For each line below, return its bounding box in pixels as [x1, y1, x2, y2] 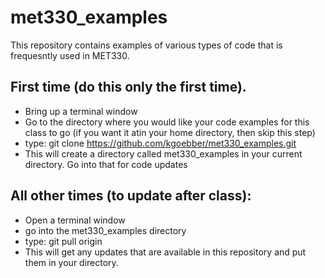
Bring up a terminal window [24, 105, 138, 117]
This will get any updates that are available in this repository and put [24, 246, 307, 258]
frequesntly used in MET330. [10, 49, 130, 61]
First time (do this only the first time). [10, 79, 247, 96]
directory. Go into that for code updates [24, 158, 188, 170]
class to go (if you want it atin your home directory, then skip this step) [24, 126, 316, 138]
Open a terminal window [24, 214, 126, 226]
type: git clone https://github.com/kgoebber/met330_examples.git [24, 137, 297, 149]
